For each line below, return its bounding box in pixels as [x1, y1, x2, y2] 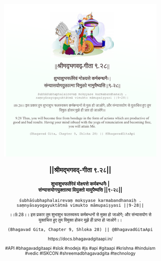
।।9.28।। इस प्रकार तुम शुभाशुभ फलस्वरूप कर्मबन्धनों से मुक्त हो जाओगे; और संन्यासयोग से [9, 212, 152, 217]
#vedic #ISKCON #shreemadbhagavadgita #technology [25, 250, 136, 256]
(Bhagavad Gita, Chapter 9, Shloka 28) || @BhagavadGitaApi [7, 227, 153, 232]
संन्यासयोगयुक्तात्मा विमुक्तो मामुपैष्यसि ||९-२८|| [38, 186, 122, 193]
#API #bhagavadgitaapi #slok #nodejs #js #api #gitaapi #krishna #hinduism [5, 245, 156, 251]
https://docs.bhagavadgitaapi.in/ [47, 236, 113, 242]
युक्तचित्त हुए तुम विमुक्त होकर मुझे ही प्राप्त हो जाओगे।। [38, 217, 122, 223]
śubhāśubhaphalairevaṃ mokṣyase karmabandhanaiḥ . [19, 198, 142, 203]
